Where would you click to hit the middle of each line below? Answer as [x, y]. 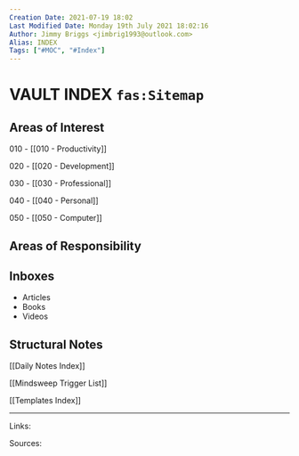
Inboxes [32, 276]
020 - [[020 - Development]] [62, 167]
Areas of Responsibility [76, 246]
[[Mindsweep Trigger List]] [58, 383]
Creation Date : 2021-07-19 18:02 [71, 17]
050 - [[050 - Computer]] [56, 218]
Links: [20, 426]
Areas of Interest [57, 127]
